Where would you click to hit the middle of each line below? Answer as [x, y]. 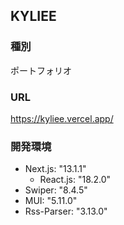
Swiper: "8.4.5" [56, 190]
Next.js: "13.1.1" [55, 169]
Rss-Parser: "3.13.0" [66, 211]
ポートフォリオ [41, 70]
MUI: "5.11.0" [51, 201]
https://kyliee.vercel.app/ [62, 118]
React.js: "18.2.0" [75, 180]
